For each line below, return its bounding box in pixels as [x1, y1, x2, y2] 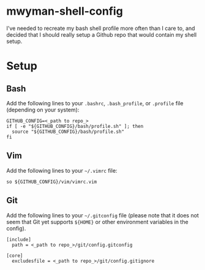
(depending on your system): [6, 106, 80, 113]
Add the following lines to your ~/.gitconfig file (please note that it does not [6, 211, 199, 219]
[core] [6, 252, 23, 258]
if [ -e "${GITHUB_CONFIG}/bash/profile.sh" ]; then [6, 123, 144, 129]
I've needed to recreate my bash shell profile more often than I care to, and [6, 24, 195, 32]
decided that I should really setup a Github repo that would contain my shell [6, 31, 197, 38]
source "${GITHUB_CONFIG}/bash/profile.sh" [12, 129, 124, 135]
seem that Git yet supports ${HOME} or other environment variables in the [6, 218, 188, 225]
